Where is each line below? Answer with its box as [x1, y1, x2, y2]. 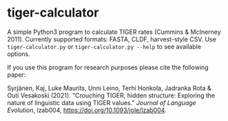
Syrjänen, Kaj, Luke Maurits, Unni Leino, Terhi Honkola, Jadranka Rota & [7, 84, 211, 92]
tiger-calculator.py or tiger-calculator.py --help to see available [7, 42, 202, 50]
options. [7, 50, 31, 58]
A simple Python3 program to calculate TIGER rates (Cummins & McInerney [7, 28, 222, 36]
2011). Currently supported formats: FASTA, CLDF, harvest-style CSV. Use [7, 35, 217, 43]
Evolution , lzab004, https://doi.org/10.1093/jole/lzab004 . [7, 106, 167, 114]
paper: [7, 71, 26, 79]
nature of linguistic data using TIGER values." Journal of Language [7, 98, 196, 106]
